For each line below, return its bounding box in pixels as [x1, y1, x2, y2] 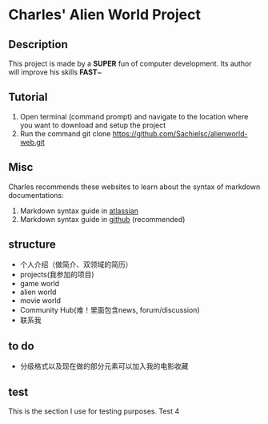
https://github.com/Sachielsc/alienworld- [112, 128, 248, 138]
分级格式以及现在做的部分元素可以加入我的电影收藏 [19, 361, 189, 371]
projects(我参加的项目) [19, 270, 94, 280]
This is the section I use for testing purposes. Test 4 [8, 406, 180, 416]
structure [8, 238, 56, 252]
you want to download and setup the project [19, 120, 166, 130]
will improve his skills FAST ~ [8, 67, 102, 77]
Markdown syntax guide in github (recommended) [19, 214, 186, 224]
